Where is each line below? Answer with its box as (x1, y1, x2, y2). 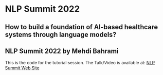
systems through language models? (5, 30, 117, 38)
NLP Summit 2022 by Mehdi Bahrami (5, 47, 119, 55)
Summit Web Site (5, 65, 40, 71)
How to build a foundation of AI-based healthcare (5, 23, 158, 31)
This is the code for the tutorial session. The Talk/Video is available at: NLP (5, 60, 155, 66)
